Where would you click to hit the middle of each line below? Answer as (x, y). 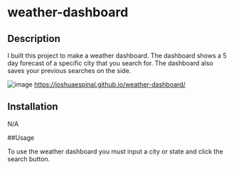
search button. (29, 159)
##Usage (21, 137)
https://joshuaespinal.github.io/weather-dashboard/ (110, 84)
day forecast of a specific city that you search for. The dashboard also (110, 63)
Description (34, 39)
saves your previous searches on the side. (69, 71)
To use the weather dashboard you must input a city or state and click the (115, 151)
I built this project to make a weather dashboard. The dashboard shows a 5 (117, 55)
